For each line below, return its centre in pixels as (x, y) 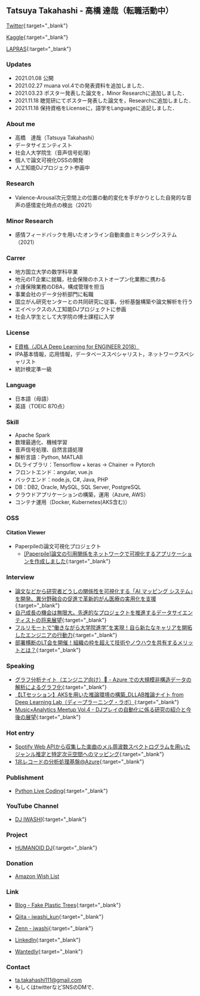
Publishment (25, 778)
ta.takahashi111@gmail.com (48, 980)
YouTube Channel (32, 806)
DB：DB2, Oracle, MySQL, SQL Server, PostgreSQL (78, 487)
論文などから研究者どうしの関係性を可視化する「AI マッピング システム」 (104, 591)
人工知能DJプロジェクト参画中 (52, 168)
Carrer (16, 258)
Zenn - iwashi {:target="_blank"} (54, 928)
